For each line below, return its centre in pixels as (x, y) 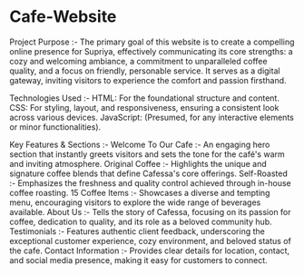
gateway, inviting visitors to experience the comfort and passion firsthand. (148, 80)
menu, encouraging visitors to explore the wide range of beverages (135, 202)
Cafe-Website (63, 17)
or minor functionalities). (55, 127)
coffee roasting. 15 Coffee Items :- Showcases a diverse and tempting (140, 192)
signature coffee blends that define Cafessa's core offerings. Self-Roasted (148, 173)
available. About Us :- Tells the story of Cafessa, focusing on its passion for (151, 211)
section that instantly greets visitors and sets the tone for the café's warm (147, 154)
